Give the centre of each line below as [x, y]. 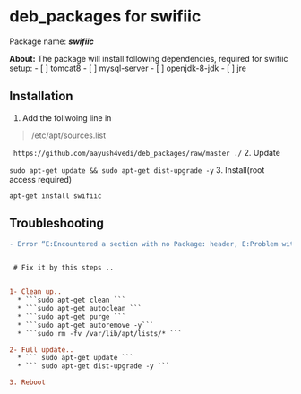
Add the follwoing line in [67, 117]
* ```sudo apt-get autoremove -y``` [86, 325]
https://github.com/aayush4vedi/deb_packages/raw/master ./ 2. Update [146, 152]
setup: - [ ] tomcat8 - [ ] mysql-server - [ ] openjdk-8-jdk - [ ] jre [128, 68]
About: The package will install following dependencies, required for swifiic [149, 58]
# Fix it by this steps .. [64, 268]
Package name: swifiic [52, 41]
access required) [41, 179]
